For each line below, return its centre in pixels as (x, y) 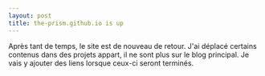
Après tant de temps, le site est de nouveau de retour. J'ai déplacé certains (132, 46)
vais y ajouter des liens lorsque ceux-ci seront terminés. (101, 63)
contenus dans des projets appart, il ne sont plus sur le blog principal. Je (129, 54)
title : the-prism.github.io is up (66, 23)
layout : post (30, 16)
